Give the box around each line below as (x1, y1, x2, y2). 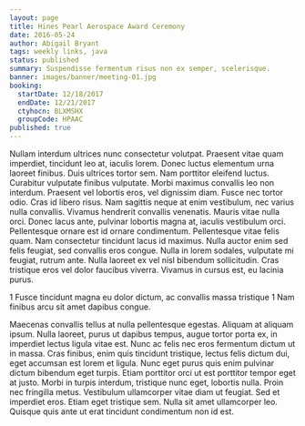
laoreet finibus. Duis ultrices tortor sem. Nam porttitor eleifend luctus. (9, 167, 270, 178)
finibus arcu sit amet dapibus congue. (9, 301, 151, 312)
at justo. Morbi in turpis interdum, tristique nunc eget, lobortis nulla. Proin (9, 377, 284, 388)
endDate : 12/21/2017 (17, 97, 96, 107)
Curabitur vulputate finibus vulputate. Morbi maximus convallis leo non (9, 177, 275, 188)
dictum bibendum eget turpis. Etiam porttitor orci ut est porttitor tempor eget (9, 368, 296, 378)
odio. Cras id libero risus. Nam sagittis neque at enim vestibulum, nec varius (9, 197, 294, 208)
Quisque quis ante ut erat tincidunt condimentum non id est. (9, 406, 235, 417)
